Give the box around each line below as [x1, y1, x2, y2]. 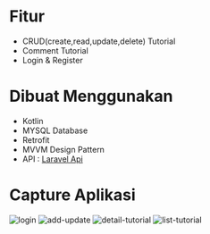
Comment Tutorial [21, 45, 89, 55]
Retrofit [21, 134, 50, 145]
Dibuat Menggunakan [9, 87, 173, 106]
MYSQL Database [21, 125, 88, 136]
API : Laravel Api [21, 154, 83, 164]
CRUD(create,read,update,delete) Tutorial [21, 36, 176, 46]
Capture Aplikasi [9, 185, 136, 205]
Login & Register [21, 54, 83, 65]
